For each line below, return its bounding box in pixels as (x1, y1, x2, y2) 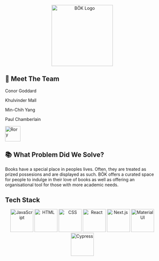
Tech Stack (5, 196, 40, 204)
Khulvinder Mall (5, 97, 37, 103)
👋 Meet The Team (5, 75, 60, 83)
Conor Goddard (5, 88, 37, 94)
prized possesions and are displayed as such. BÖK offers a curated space (5, 171, 154, 177)
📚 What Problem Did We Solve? (5, 151, 104, 159)
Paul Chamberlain (5, 116, 41, 122)
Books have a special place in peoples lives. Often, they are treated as (5, 166, 147, 172)
